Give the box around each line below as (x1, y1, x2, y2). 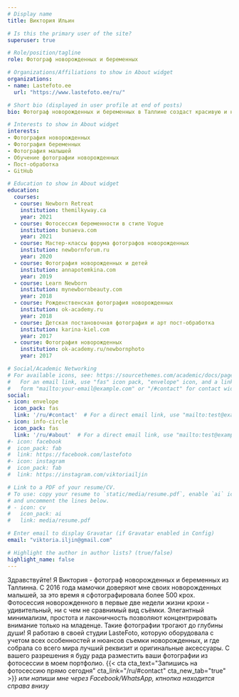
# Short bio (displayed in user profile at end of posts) (7, 101, 183, 109)
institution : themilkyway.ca (20, 206, 107, 214)
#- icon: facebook (7, 438, 62, 445)
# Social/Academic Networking (7, 365, 97, 372)
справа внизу (7, 681, 50, 690)
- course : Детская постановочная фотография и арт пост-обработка (14, 319, 215, 326)
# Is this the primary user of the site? (7, 30, 132, 37)
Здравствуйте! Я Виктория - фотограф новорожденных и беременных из (7, 575, 229, 584)
